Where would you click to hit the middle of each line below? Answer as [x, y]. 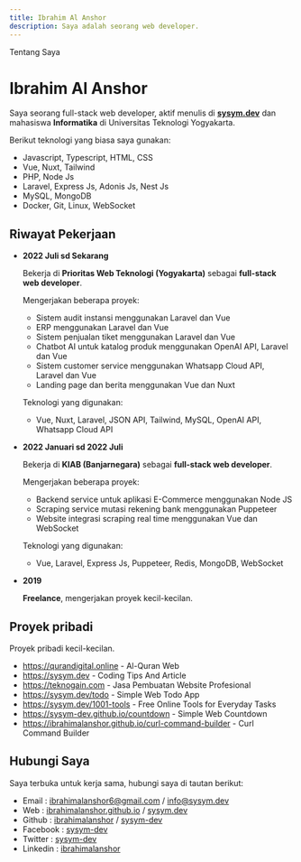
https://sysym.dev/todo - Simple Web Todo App [111, 695]
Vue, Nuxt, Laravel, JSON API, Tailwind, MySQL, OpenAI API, [149, 420]
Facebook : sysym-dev [65, 829]
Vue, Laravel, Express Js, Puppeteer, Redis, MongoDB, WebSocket [160, 563]
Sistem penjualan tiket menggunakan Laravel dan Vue [136, 337]
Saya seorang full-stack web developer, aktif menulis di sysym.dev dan [143, 113]
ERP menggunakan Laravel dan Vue [102, 328]
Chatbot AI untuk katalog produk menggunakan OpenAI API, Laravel [162, 347]
